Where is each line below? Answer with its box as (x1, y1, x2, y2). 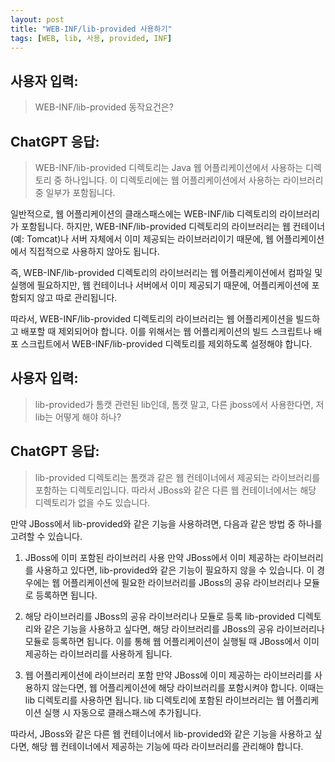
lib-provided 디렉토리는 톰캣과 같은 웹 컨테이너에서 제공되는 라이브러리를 (34, 471, 321, 483)
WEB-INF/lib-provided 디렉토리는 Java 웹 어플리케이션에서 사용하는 (34, 162, 304, 173)
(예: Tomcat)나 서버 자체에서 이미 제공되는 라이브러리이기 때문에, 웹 (10, 233, 274, 245)
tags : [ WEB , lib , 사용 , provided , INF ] (10, 33, 173, 43)
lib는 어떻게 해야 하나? (34, 411, 122, 423)
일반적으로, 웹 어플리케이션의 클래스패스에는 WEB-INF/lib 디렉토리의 (10, 208, 278, 220)
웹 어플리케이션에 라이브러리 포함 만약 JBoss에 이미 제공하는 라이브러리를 (24, 669, 313, 681)
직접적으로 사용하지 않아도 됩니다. (28, 246, 160, 257)
